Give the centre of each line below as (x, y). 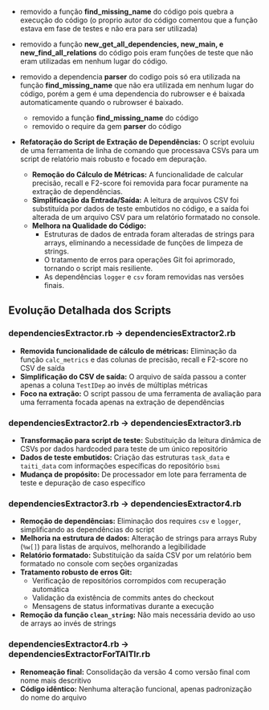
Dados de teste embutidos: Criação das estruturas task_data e (125, 457)
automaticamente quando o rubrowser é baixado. (102, 102)
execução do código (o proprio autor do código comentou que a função (139, 20)
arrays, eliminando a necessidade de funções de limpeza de (143, 243)
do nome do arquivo (53, 697)
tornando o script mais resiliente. (98, 268)
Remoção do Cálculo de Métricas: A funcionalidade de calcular (137, 174)
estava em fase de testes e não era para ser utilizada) (109, 28)
